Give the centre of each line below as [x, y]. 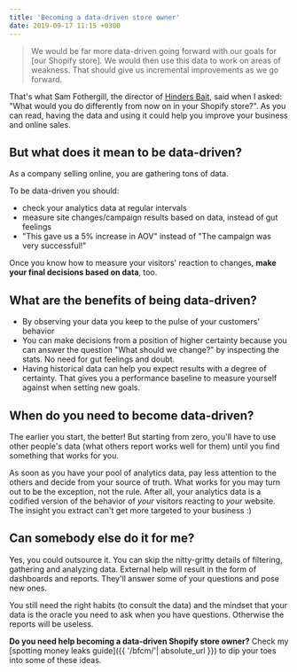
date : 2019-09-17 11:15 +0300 [65, 26]
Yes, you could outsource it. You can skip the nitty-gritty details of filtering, [146, 559]
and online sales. [40, 124]
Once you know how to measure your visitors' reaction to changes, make [143, 263]
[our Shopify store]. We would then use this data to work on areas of [156, 60]
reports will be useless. [51, 624]
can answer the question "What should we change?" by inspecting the [150, 350]
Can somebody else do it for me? [102, 539]
